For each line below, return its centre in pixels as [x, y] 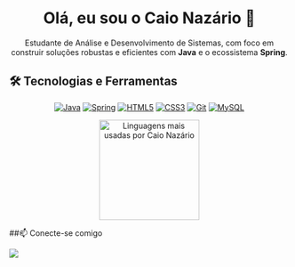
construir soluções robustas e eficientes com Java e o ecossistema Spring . [149, 52]
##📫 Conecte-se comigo [56, 233]
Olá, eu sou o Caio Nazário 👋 [149, 18]
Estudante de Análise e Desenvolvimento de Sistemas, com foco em [149, 43]
